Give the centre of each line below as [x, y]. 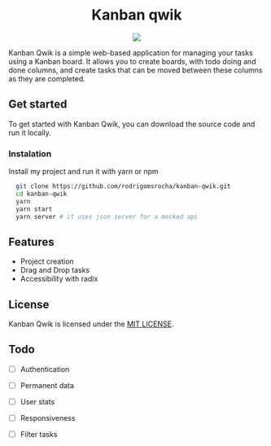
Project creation [47, 261]
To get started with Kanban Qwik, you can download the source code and [132, 124]
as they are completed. [47, 78]
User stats [37, 401]
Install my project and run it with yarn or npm [83, 172]
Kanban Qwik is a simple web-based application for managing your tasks [131, 52]
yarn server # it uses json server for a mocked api [107, 216]
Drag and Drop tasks [55, 270]
